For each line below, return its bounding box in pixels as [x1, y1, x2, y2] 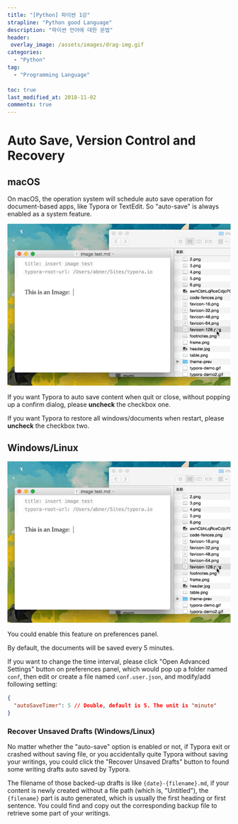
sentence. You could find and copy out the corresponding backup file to [7, 801, 217, 810]
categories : [7, 49, 42, 56]
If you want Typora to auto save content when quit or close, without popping [7, 392, 230, 401]
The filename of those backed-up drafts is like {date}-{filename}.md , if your [7, 779, 229, 787]
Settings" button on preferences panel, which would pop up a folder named [7, 665, 228, 674]
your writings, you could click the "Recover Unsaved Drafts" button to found [7, 757, 229, 766]
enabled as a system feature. [7, 210, 92, 218]
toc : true [7, 86, 37, 94]
